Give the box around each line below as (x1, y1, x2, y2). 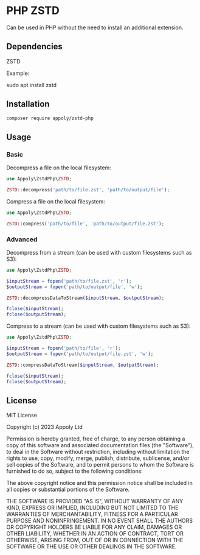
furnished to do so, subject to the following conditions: (6, 467, 143, 475)
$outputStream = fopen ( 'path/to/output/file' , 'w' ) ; (6, 284, 143, 290)
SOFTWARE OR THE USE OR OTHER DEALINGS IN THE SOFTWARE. (6, 543, 177, 550)
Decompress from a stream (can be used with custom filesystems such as (6, 249, 193, 256)
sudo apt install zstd (6, 81, 57, 88)
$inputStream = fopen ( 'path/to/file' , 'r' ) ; (6, 345, 121, 352)
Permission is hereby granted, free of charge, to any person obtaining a (6, 435, 185, 442)
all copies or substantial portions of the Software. (6, 486, 129, 493)
